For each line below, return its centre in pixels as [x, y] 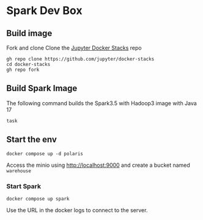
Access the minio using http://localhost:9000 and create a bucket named [98, 165]
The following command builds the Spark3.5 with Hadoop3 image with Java [102, 103]
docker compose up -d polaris [45, 153]
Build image [29, 33]
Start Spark [24, 186]
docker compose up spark [38, 199]
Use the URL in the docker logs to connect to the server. [77, 210]
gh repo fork [23, 70]
